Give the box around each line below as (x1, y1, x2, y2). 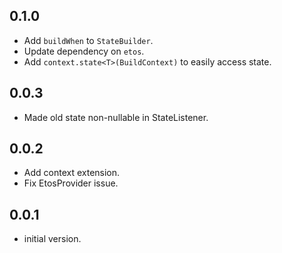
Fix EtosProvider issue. (23, 177, 119, 189)
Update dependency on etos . (23, 45, 145, 57)
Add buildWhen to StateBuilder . (23, 34, 154, 46)
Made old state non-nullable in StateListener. (23, 111, 209, 123)
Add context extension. (23, 167, 121, 179)
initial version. (23, 233, 82, 245)
